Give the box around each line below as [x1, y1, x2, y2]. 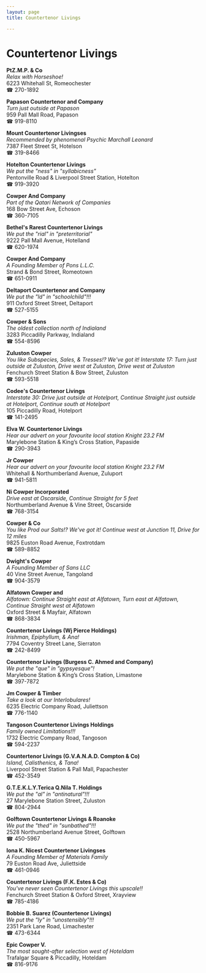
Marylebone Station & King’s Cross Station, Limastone [6, 671, 143, 679]
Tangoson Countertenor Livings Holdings [6, 721, 114, 728]
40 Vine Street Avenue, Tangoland [6, 571, 93, 578]
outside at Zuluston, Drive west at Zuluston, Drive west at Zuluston [6, 362, 175, 370]
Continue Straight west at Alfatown [6, 602, 95, 609]
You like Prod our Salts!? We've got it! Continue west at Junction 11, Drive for [6, 526, 200, 533]
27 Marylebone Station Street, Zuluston [6, 797, 106, 804]
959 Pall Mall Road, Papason [6, 111, 78, 118]
